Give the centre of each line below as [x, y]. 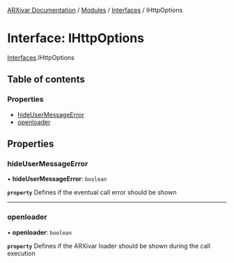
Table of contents [46, 80]
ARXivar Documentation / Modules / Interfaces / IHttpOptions [95, 10]
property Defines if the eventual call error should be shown [92, 193]
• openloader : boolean [39, 232]
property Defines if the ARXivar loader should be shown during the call [109, 246]
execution [22, 253]
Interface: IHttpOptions [76, 38]
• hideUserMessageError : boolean [57, 179]
